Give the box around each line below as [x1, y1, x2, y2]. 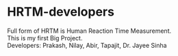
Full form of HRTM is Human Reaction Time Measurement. [7, 27, 172, 35]
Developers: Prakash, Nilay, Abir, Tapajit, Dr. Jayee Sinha [7, 41, 167, 49]
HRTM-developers [7, 4, 115, 20]
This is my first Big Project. [7, 33, 83, 42]
